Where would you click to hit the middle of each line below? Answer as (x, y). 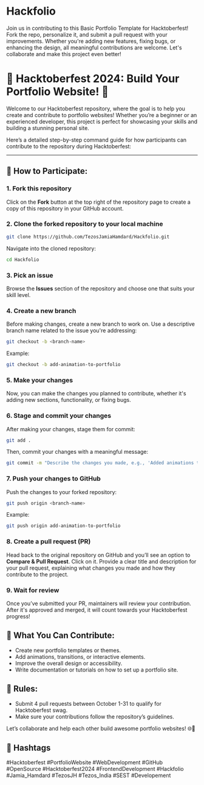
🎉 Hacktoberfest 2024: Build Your (93, 79)
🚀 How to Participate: (47, 171)
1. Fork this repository (39, 188)
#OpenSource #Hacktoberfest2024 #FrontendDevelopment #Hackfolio (95, 769)
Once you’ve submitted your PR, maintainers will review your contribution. (99, 603)
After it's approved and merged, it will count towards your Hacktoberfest (97, 610)
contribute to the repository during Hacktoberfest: (69, 146)
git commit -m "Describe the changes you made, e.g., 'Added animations (100, 463)
